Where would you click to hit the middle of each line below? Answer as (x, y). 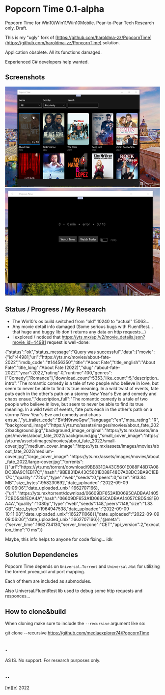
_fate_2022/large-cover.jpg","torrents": (44, 462)
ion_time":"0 (18, 530)
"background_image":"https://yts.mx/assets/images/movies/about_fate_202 (82, 425)
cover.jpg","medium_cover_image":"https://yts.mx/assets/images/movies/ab (82, 446)
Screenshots (25, 77)
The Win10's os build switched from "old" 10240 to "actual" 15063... (81, 321)
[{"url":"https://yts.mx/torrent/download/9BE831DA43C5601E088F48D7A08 (82, 467)
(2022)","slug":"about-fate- (92, 367)
